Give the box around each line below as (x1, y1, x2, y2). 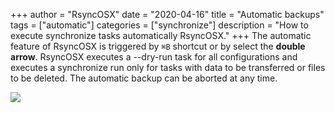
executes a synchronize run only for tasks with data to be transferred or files (10, 62, 326, 73)
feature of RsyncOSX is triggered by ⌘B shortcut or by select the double (10, 40, 306, 52)
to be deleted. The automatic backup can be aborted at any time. (10, 72, 278, 84)
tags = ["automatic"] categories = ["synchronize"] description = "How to (10, 19, 309, 31)
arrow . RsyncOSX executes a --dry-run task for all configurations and (10, 51, 298, 63)
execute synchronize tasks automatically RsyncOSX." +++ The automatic (10, 30, 312, 41)
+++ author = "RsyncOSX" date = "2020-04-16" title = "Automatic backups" (10, 9, 325, 20)
